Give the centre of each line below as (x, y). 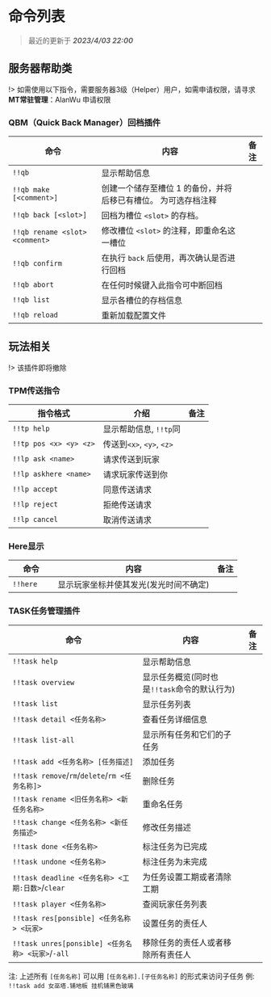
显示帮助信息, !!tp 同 (142, 429)
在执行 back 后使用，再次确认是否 (164, 258)
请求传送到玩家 (131, 460)
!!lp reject (35, 505)
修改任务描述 (167, 827)
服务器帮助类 (40, 68)
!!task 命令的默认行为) (193, 689)
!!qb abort (33, 285)
